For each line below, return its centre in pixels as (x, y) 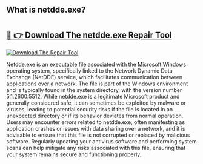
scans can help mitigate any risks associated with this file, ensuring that (96, 148)
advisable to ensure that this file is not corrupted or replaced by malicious (98, 135)
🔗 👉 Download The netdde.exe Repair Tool (89, 35)
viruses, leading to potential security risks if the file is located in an (90, 109)
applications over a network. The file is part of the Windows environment (97, 84)
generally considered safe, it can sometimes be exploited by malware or (96, 103)
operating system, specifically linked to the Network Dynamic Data (89, 71)
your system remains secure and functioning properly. (74, 154)
